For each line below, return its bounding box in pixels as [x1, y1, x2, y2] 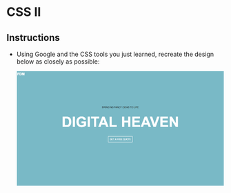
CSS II [6, 4, 41, 20]
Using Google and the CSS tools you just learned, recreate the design [16, 50, 214, 58]
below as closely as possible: [16, 57, 100, 66]
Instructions [6, 32, 60, 44]
